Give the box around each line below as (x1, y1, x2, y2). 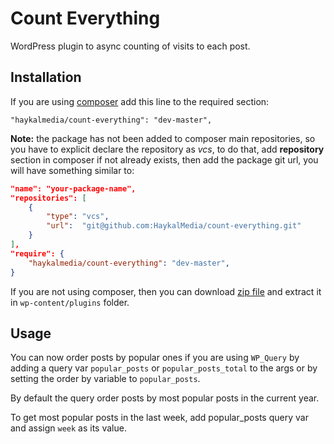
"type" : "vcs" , (46, 212, 110, 222)
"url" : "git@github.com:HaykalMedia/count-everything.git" (46, 221, 302, 231)
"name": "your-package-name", (10, 183, 137, 194)
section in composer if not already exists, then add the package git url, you (10, 153, 319, 166)
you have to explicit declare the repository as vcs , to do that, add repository (10, 143, 325, 155)
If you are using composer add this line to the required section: (10, 95, 270, 107)
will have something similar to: (10, 164, 135, 176)
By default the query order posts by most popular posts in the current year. (10, 392, 320, 404)
